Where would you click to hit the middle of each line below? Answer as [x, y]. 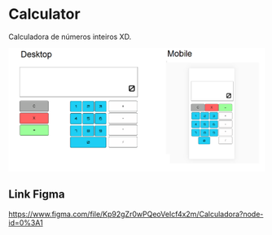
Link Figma [37, 195]
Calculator [44, 14]
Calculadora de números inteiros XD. [70, 37]
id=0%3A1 [26, 222]
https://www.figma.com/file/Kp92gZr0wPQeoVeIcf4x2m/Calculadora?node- [136, 214]
